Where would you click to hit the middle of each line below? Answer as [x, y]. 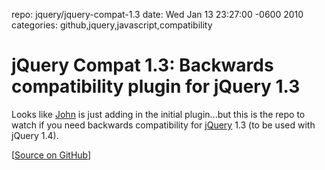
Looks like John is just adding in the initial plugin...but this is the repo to [158, 114]
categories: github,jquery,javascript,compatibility [112, 25]
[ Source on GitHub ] [51, 155]
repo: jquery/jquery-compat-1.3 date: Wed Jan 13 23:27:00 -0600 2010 [157, 14]
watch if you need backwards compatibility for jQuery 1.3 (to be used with [163, 125]
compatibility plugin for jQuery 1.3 [156, 86]
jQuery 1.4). [35, 135]
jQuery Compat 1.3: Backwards [142, 65]
